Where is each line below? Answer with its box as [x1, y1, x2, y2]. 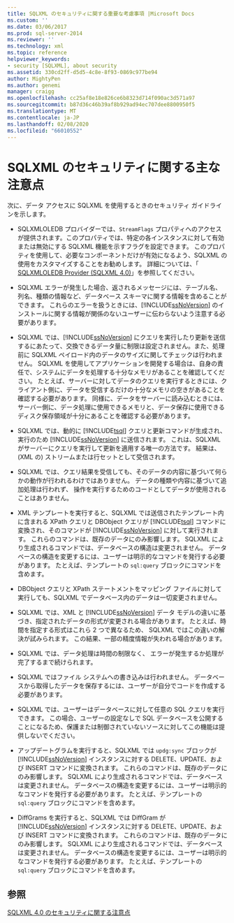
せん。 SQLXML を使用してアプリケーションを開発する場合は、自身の [17, 359, 218, 368]
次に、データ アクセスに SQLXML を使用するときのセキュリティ [7, 201, 190, 210]
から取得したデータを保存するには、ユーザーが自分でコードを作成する [23, 682, 226, 690]
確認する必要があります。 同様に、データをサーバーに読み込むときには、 [17, 394, 227, 402]
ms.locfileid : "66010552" [7, 127, 82, 134]
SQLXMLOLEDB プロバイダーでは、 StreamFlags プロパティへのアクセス [17, 225, 222, 233]
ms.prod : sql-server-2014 [7, 29, 82, 37]
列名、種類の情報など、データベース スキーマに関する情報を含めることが [17, 292, 227, 300]
